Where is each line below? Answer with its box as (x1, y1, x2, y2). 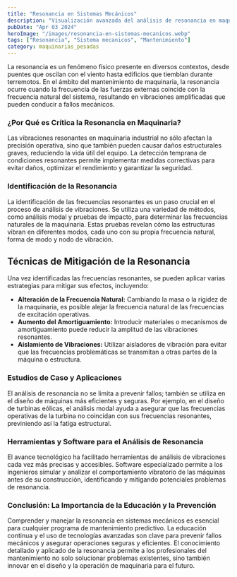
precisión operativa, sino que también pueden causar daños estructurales (7, 141, 222, 150)
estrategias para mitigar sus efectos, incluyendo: (7, 282, 150, 290)
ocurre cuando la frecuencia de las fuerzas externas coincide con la (7, 85, 206, 93)
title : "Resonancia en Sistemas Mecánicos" (7, 10, 138, 18)
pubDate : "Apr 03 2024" (7, 23, 78, 30)
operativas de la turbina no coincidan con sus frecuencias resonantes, (7, 411, 212, 420)
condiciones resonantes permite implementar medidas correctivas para (7, 156, 215, 165)
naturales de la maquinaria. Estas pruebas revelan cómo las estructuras (7, 220, 215, 228)
